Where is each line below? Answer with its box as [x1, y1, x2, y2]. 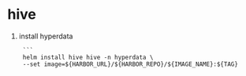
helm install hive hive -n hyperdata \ [22, 53, 154, 61]
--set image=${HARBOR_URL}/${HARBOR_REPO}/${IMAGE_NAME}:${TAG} [22, 60, 238, 68]
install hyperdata [18, 31, 73, 41]
